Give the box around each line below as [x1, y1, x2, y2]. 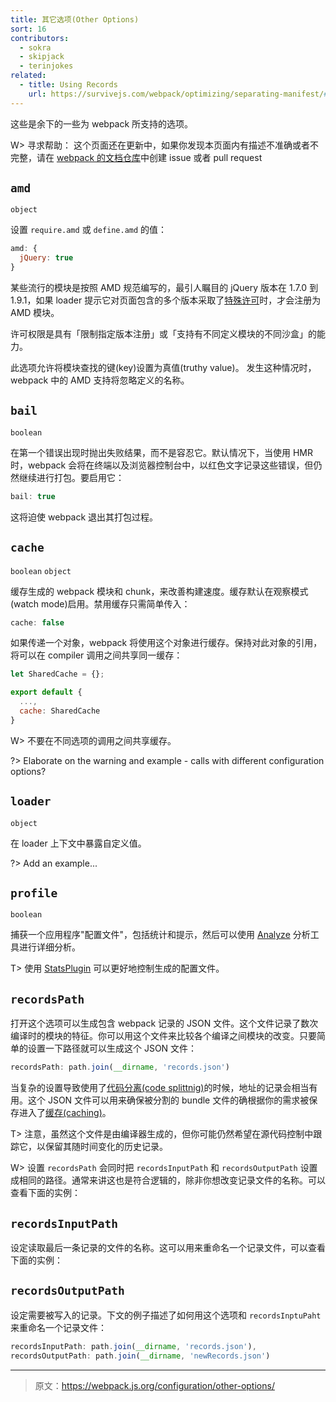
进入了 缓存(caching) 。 [18, 1107, 112, 1119]
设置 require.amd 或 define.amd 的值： [10, 224, 168, 236]
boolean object [10, 566, 72, 576]
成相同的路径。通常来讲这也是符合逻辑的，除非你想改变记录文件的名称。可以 [10, 1174, 326, 1186]
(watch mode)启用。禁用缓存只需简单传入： [10, 597, 191, 610]
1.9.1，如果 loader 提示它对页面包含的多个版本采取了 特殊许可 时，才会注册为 [10, 294, 322, 306]
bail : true [10, 491, 56, 501]
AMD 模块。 [10, 307, 60, 319]
